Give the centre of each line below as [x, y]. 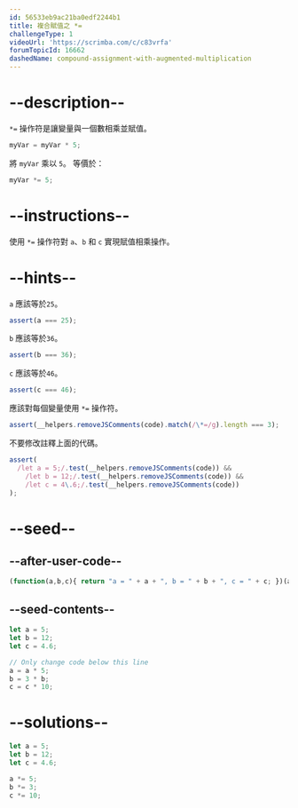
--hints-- [43, 277]
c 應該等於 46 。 [36, 373]
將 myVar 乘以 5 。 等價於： [57, 163]
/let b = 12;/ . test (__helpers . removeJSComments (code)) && [134, 476]
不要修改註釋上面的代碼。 [56, 443]
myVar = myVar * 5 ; [45, 145]
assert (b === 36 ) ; [43, 355]
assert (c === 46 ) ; [43, 390]
